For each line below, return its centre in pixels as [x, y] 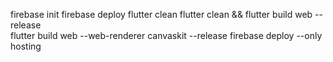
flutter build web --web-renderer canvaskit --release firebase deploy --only [166, 35]
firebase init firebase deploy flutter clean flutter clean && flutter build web [161, 14]
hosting [26, 46]
